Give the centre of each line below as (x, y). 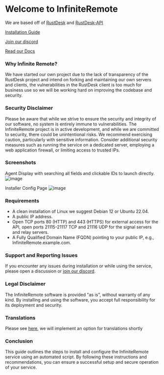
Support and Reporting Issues (41, 255)
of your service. (21, 367)
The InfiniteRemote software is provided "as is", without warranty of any (78, 295)
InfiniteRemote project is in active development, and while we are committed (82, 129)
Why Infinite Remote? (31, 64)
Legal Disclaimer (25, 284)
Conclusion (19, 341)
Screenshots (21, 163)
